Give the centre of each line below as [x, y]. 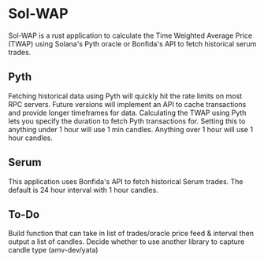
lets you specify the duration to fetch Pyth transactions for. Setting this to [127, 121]
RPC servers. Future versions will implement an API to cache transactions [127, 104]
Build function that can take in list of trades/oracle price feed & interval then [131, 234]
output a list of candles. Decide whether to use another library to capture [126, 242]
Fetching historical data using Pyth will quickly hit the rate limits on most [125, 96]
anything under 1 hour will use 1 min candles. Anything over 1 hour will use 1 [131, 129]
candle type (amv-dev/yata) [53, 250]
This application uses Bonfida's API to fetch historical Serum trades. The [126, 181]
